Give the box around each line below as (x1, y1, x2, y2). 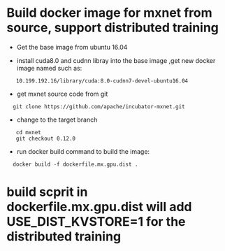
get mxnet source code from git (16, 89, 108, 98)
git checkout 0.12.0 (15, 135, 76, 142)
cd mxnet (15, 129, 41, 136)
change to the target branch (16, 115, 98, 124)
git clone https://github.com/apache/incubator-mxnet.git (13, 103, 186, 110)
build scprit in (6, 184, 88, 200)
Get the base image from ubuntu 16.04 (16, 43, 128, 51)
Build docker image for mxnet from (6, 5, 212, 21)
